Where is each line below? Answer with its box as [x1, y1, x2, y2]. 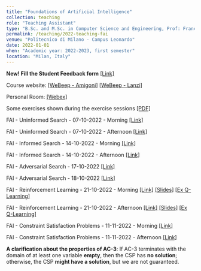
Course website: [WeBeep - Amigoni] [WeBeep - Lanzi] [6, 82, 142, 89]
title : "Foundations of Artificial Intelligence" [6, 8, 133, 15]
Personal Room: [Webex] [6, 93, 68, 100]
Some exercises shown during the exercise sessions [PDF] [6, 104, 151, 112]
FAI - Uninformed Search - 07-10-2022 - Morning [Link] [6, 116, 144, 124]
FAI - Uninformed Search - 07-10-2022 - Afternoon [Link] [6, 128, 148, 135]
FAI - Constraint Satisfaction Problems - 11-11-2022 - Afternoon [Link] [6, 233, 178, 240]
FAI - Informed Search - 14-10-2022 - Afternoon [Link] [6, 151, 140, 158]
